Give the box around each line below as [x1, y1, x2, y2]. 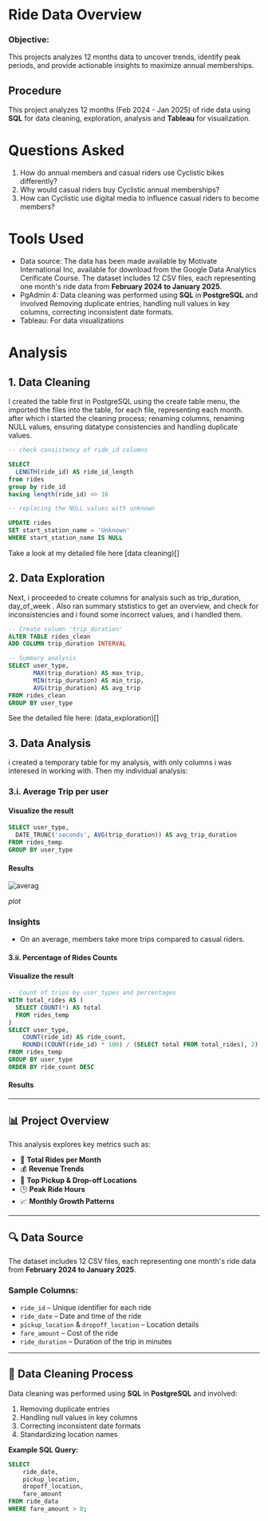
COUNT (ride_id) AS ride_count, [22, 1033, 127, 1042]
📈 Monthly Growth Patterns [19, 1196, 115, 1205]
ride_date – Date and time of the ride [19, 1311, 142, 1320]
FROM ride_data [8, 1498, 59, 1506]
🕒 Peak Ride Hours [19, 1184, 85, 1193]
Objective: [8, 34, 49, 46]
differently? [19, 177, 57, 186]
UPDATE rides [8, 519, 52, 527]
